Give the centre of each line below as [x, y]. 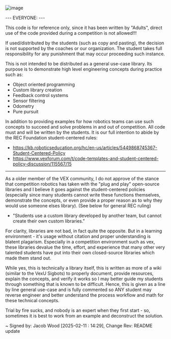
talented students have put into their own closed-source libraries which [80, 252]
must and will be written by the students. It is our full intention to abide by [82, 132]
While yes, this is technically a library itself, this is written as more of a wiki [83, 268]
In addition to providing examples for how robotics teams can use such [80, 122]
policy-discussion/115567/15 [42, 164]
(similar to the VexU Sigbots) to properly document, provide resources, [79, 273]
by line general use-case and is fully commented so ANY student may [78, 289]
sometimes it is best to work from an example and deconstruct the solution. [84, 316]
